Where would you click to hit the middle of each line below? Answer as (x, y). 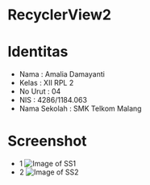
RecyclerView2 (60, 15)
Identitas (38, 52)
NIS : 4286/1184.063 (53, 100)
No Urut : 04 (40, 91)
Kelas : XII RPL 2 (46, 83)
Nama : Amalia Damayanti (62, 74)
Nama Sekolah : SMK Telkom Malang (80, 109)
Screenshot (47, 141)
